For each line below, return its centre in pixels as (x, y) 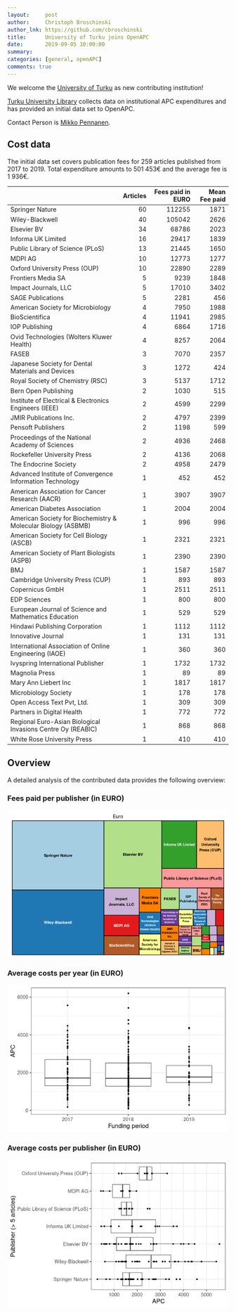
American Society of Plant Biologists (63, 552)
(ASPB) (21, 560)
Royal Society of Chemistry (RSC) (59, 381)
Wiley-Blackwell (34, 219)
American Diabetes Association (55, 508)
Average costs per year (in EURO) (66, 974)
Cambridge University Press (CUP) (60, 580)
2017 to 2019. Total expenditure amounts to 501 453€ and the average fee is (117, 169)
